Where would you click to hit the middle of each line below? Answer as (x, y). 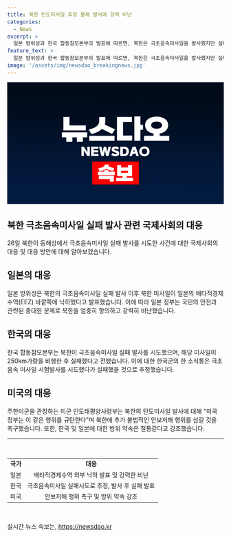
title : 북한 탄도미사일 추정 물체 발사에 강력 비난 (69, 14)
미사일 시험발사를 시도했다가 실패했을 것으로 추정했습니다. (97, 369)
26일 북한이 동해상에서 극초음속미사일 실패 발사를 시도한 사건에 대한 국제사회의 (113, 243)
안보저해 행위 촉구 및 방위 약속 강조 (91, 496)
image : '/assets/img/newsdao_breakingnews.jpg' (77, 65)
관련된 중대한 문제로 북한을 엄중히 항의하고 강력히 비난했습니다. (92, 310)
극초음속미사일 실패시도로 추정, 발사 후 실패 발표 (91, 485)
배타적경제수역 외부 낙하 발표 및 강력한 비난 (91, 474)
